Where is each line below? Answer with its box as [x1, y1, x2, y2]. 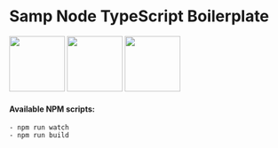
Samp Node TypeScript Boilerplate [9, 6, 269, 27]
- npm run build [9, 131, 69, 140]
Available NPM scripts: [9, 104, 95, 114]
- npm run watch [9, 123, 69, 132]
